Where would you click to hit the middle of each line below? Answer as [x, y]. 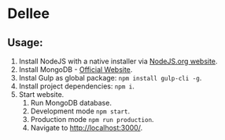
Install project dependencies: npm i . [77, 86]
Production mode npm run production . [92, 119]
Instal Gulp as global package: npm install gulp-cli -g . [110, 78]
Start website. [41, 94]
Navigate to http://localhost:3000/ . [87, 127]
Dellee [29, 14]
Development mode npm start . [80, 111]
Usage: [26, 43]
